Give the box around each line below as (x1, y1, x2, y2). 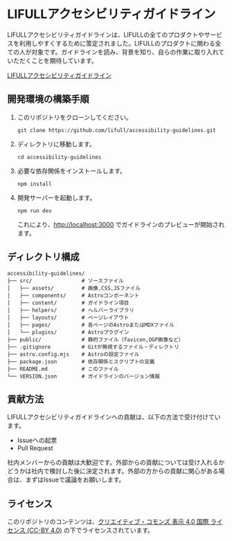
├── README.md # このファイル (7, 365, 119, 372)
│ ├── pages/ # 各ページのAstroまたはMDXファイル (7, 321, 175, 329)
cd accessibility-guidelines (17, 154, 102, 161)
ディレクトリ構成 (7, 251, 80, 263)
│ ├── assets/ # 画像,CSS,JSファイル (7, 284, 141, 291)
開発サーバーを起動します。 (17, 193, 96, 201)
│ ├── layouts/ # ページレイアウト (7, 314, 130, 321)
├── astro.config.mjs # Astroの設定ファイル (7, 351, 140, 358)
